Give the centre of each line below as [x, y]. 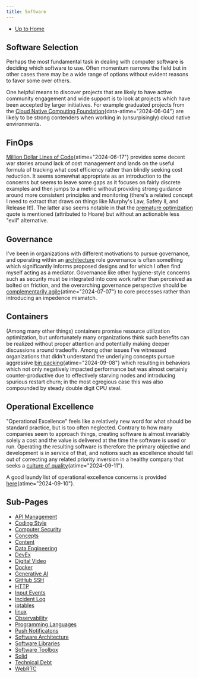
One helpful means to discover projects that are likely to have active [89, 92]
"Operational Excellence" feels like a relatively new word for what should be [99, 421]
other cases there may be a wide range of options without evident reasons [97, 75]
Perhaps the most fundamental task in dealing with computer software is [95, 62]
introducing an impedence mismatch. [52, 298]
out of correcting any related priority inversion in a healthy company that [95, 459]
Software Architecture [42, 637]
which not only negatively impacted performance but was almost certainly [97, 369]
